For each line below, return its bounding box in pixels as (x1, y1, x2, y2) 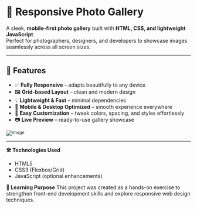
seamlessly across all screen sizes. (6, 43, 91, 50)
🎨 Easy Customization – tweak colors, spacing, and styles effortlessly (14, 109, 185, 117)
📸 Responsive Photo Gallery (6, 5, 144, 19)
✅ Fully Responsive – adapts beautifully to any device (14, 81, 145, 88)
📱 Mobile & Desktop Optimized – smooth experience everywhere (14, 103, 173, 110)
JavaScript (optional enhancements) (14, 172, 103, 179)
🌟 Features (6, 66, 46, 76)
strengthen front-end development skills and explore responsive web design (6, 190, 191, 197)
